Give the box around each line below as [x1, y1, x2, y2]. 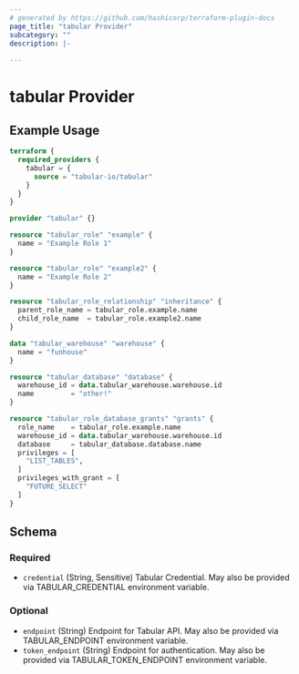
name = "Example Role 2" [17, 272, 112, 281]
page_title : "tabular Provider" [9, 22, 132, 31]
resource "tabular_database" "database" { [9, 373, 173, 382]
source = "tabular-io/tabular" [33, 172, 153, 181]
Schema [9, 525, 57, 540]
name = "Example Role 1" [17, 239, 112, 248]
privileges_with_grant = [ [17, 474, 120, 483]
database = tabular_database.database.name [17, 439, 202, 449]
